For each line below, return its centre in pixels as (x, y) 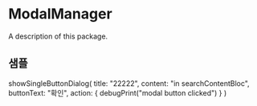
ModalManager (60, 14)
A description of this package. (58, 36)
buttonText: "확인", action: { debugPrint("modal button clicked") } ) (118, 92)
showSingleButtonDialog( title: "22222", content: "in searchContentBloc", (129, 83)
